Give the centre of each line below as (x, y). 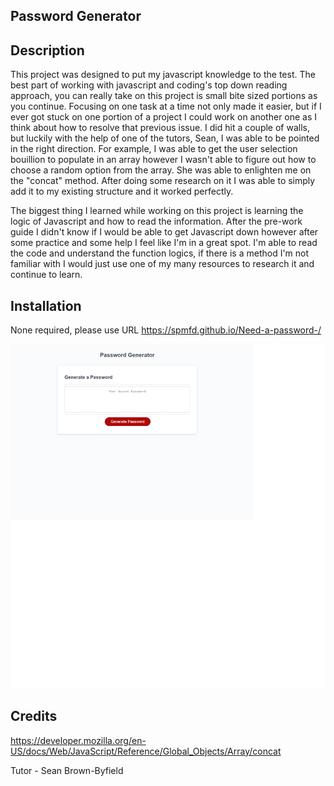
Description (47, 50)
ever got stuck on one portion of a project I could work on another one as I (164, 117)
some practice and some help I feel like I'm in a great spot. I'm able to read (164, 243)
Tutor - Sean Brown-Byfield (67, 770)
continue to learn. (46, 275)
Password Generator (76, 16)
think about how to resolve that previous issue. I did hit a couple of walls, (160, 128)
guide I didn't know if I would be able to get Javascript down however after (164, 232)
